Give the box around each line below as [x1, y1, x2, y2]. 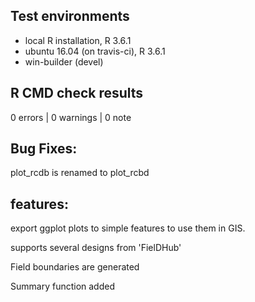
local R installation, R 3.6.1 [24, 34, 132, 46]
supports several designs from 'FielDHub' [10, 242, 182, 254]
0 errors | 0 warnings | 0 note [10, 111, 132, 123]
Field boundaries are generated [10, 261, 140, 273]
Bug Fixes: [10, 140, 78, 158]
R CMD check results [10, 85, 144, 102]
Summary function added [10, 280, 115, 293]
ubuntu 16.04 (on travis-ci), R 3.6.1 [24, 45, 166, 57]
